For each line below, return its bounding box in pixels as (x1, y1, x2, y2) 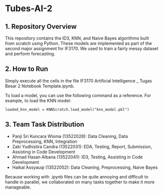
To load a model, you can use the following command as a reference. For (5, 92, 151, 98)
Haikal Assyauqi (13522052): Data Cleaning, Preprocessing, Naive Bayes (12, 164, 158, 170)
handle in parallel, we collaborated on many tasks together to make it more (5, 179, 155, 185)
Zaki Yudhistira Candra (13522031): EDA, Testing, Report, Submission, (12, 143, 152, 149)
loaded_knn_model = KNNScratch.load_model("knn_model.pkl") (5, 107, 130, 112)
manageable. (5, 184, 32, 190)
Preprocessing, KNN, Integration (12, 138, 77, 144)
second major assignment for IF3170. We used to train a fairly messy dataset (5, 46, 159, 51)
